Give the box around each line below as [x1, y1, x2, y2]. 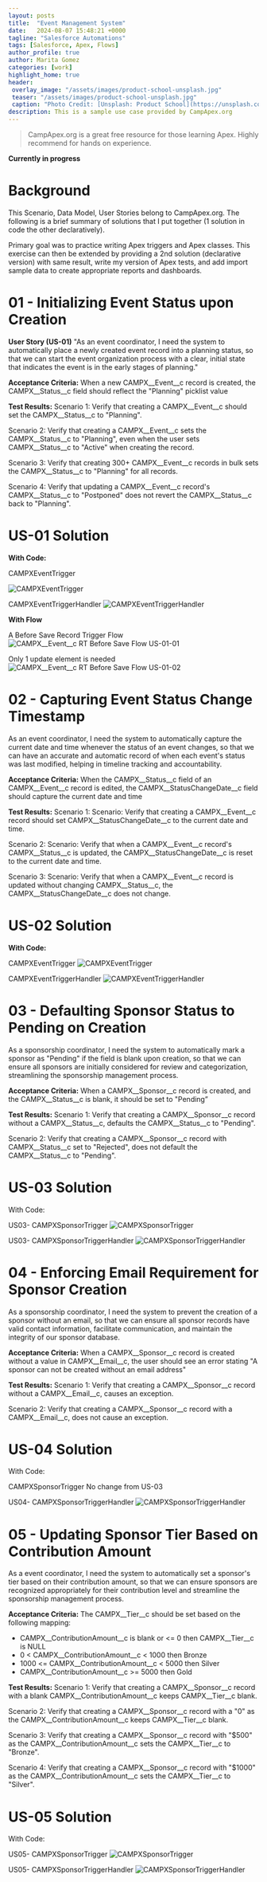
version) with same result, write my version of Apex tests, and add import [8, 257, 249, 267]
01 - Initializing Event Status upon [8, 294, 234, 312]
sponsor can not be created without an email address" [8, 1364, 187, 1374]
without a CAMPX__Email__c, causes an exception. [8, 1388, 174, 1398]
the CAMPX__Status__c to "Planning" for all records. [8, 466, 179, 476]
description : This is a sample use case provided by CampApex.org [8, 108, 233, 116]
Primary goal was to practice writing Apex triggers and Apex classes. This [8, 240, 250, 249]
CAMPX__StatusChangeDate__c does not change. [8, 888, 171, 898]
